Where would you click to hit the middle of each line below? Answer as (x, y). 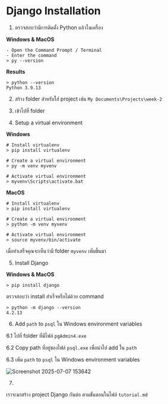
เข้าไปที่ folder (30, 111)
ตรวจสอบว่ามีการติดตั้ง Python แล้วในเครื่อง (59, 27)
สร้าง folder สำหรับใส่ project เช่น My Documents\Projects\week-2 (88, 99)
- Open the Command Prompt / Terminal (54, 50)
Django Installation (53, 11)
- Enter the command (32, 55)
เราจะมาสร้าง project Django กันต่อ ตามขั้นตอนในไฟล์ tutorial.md (77, 394)
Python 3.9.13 (24, 87)
